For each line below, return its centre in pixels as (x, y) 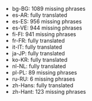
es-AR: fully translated (39, 15)
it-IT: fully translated (37, 47)
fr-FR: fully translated (38, 41)
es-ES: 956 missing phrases (47, 21)
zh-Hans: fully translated (43, 85)
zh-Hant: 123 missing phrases (49, 92)
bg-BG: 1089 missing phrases (49, 9)
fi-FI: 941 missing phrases (44, 34)
